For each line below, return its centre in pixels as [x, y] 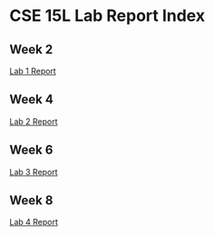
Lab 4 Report [34, 222]
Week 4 [32, 99]
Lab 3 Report [34, 172]
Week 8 [31, 201]
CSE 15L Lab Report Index [107, 16]
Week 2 [31, 49]
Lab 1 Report [33, 71]
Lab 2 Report [34, 121]
